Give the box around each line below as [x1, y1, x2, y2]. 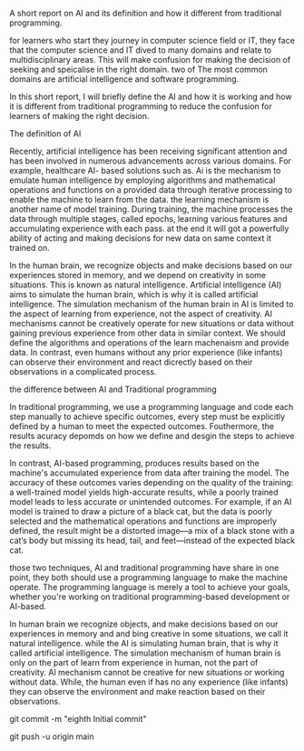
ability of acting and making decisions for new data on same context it [9, 233, 272, 244]
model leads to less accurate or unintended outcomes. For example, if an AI [9, 496, 292, 507]
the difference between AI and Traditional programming [9, 384, 217, 395]
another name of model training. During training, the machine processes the [9, 204, 293, 215]
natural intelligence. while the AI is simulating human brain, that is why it [9, 638, 279, 648]
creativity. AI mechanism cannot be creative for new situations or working [9, 667, 285, 677]
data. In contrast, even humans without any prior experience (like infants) [9, 347, 283, 357]
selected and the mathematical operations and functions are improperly [9, 516, 278, 526]
